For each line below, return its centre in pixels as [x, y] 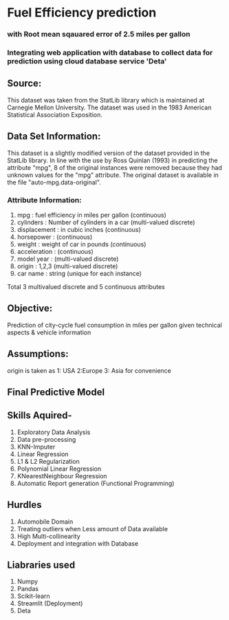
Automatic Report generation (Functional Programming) [96, 483]
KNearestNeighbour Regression [62, 475]
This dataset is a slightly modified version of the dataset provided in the [109, 153]
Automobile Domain [45, 522]
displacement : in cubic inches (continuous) [79, 229]
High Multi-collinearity [48, 536]
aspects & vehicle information [49, 332]
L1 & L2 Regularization [48, 461]
